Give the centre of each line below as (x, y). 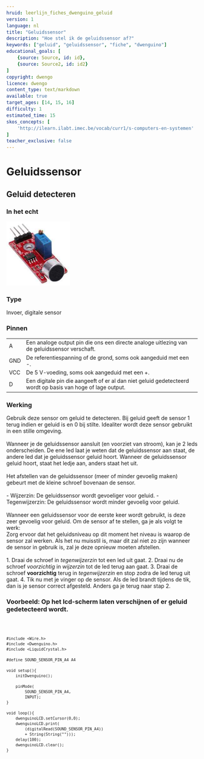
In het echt (22, 211)
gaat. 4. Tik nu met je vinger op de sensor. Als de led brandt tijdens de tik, (99, 579)
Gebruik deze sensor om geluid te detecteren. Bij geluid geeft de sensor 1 (98, 418)
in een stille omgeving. (34, 431)
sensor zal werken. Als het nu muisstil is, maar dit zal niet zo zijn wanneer (98, 540)
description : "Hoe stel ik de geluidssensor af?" (70, 39)
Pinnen (17, 328)
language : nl (23, 26)
